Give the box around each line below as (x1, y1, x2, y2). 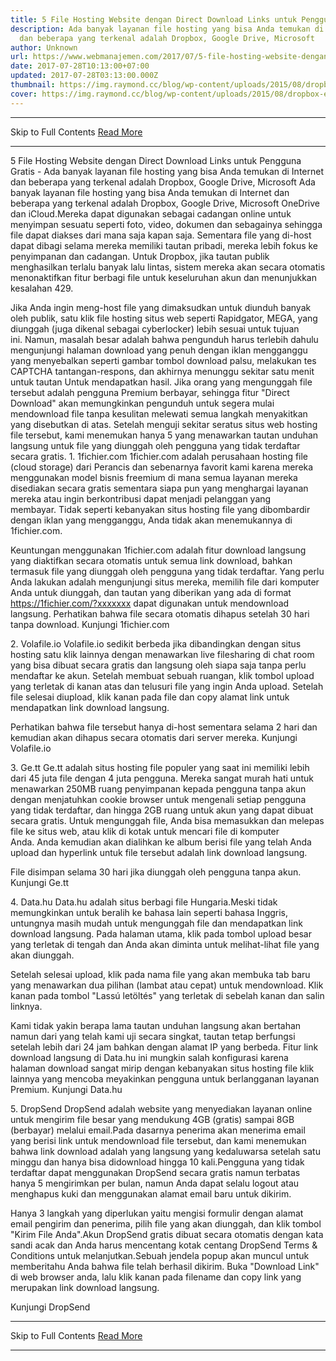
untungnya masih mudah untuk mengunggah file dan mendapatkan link (10, 917, 303, 929)
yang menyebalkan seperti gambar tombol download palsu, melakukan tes (10, 354, 317, 366)
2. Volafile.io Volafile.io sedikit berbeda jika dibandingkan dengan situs (10, 637, 302, 650)
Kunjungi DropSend (10, 1301, 91, 1313)
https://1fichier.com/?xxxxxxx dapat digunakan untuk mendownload (10, 597, 290, 609)
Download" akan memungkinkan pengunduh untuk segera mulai (10, 397, 275, 409)
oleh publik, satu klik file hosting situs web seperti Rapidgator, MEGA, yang (10, 312, 318, 324)
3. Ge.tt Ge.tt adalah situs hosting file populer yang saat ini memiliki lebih (10, 761, 310, 773)
